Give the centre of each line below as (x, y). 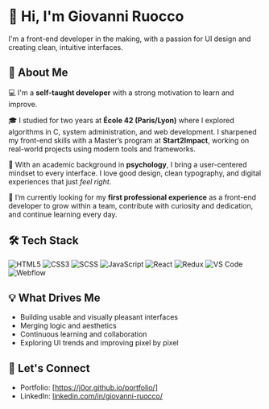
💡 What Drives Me (54, 297)
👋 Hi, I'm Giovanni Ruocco (96, 17)
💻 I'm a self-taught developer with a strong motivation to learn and (121, 93)
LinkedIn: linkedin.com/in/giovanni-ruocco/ (91, 396)
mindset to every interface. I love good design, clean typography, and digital (135, 173)
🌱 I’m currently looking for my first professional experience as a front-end (132, 197)
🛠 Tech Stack (43, 241)
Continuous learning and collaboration (83, 334)
